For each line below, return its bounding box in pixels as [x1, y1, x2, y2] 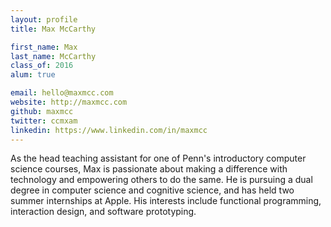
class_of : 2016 [10, 61, 74, 71]
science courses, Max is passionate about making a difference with [10, 163, 288, 175]
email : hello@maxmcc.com [10, 88, 114, 98]
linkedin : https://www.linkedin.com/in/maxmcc [10, 125, 208, 135]
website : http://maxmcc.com [10, 97, 128, 107]
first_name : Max [10, 42, 78, 52]
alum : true [10, 70, 56, 80]
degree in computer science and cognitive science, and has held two [10, 184, 295, 196]
